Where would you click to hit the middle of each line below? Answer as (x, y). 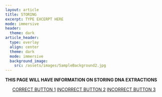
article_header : (22, 38)
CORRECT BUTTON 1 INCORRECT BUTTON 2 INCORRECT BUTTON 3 (84, 89)
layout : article (22, 10)
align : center (24, 47)
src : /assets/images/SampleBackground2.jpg (60, 65)
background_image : (29, 61)
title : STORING (21, 14)
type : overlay (24, 42)
